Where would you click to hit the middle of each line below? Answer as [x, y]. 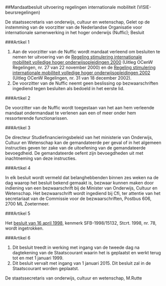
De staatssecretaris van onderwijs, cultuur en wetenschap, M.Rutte [74, 278]
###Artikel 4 [18, 168]
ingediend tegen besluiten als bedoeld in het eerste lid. [68, 88]
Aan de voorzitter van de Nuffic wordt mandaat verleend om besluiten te [86, 52]
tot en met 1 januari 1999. [38, 258]
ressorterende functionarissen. [37, 118]
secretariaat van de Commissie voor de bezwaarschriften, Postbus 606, [78, 198]
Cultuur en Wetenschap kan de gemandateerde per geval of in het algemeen [83, 143]
